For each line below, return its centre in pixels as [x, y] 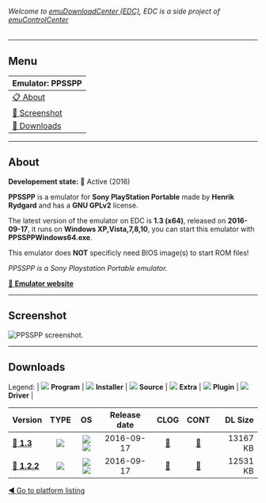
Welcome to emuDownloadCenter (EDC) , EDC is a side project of [114, 11]
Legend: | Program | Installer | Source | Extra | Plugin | [123, 387]
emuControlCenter [38, 19]
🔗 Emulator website [41, 283]
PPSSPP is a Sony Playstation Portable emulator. [88, 268]
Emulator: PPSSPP [47, 83]
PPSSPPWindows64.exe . [50, 237]
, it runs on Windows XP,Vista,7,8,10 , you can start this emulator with [141, 229]
